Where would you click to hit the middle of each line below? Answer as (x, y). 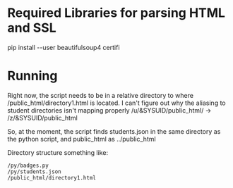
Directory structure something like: (58, 152)
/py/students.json (34, 171)
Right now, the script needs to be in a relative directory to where (101, 95)
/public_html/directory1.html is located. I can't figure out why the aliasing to (116, 103)
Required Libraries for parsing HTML (116, 13)
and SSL (32, 28)
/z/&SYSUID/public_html (42, 118)
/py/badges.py (28, 165)
